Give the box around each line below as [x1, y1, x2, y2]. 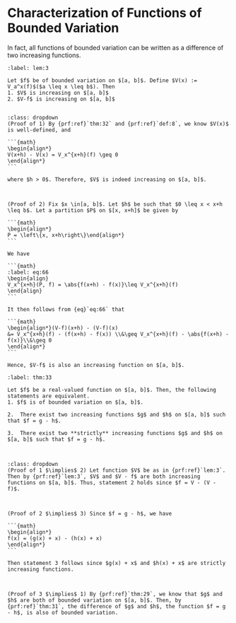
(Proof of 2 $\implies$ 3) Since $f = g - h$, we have [7, 510, 172, 517]
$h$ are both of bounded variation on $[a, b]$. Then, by [7, 596, 182, 604]
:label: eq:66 [7, 269, 49, 276]
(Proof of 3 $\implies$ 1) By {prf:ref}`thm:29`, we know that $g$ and [7, 590, 223, 598]
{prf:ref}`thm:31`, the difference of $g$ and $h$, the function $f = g [7, 602, 226, 610]
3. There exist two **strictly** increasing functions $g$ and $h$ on [7, 429, 223, 436]
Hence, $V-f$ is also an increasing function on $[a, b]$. [7, 361, 185, 368]
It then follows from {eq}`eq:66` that [7, 305, 125, 313]
